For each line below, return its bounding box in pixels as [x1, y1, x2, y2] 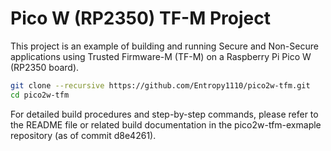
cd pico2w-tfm [10, 90, 70, 100]
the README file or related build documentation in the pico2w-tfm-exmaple [10, 118, 322, 131]
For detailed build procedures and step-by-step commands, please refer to [10, 108, 319, 120]
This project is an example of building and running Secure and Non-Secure [10, 40, 319, 52]
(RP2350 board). [10, 61, 80, 73]
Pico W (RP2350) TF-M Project [10, 7, 271, 30]
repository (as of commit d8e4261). [10, 129, 157, 141]
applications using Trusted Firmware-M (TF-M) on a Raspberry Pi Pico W [10, 50, 312, 62]
